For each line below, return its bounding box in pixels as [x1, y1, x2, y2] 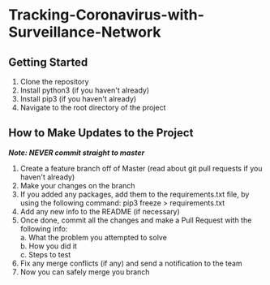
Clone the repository [19, 77, 89, 86]
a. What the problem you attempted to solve [19, 232, 168, 242]
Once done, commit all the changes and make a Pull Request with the [19, 215, 252, 225]
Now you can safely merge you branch [19, 266, 150, 277]
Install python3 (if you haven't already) [19, 85, 150, 95]
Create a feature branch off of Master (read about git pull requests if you [19, 163, 263, 173]
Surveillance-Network [8, 23, 161, 41]
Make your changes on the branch [19, 180, 135, 190]
